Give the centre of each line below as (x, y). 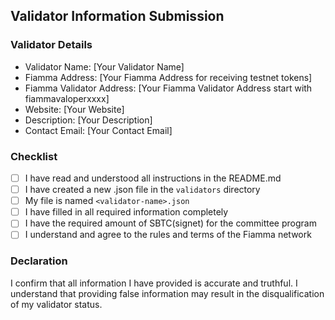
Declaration (39, 261)
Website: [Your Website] (74, 109)
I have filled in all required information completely (126, 212)
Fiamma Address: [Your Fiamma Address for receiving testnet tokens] (168, 77)
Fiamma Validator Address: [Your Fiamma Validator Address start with (168, 88)
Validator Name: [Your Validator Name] (104, 66)
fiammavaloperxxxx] (67, 98)
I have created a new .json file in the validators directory (142, 190)
